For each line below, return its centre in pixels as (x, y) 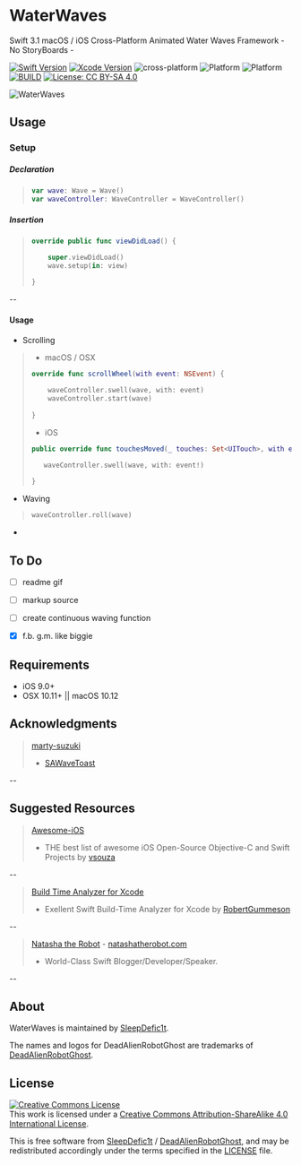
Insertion (26, 220)
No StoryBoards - (42, 49)
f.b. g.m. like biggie (57, 636)
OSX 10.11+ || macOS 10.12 (70, 696)
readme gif (43, 582)
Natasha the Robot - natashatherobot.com (109, 944)
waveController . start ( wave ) (100, 399)
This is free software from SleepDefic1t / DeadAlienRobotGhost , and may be (149, 1141)
